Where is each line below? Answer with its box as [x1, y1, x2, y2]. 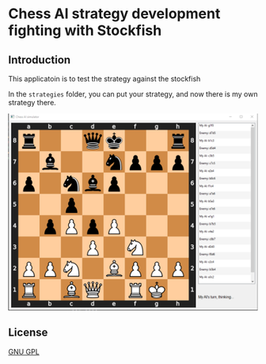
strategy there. [8, 98, 57, 107]
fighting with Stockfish [8, 21, 162, 40]
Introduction [8, 53, 71, 66]
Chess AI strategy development [8, 5, 221, 23]
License [8, 326, 48, 339]
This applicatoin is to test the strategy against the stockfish [8, 74, 201, 83]
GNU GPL [8, 347, 40, 356]
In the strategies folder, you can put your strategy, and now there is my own [8, 89, 258, 99]
